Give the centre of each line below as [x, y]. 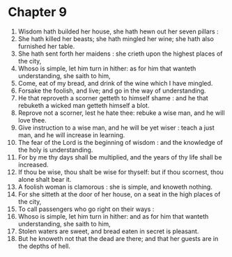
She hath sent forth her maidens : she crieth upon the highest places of [120, 54]
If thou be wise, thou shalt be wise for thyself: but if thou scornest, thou [121, 172]
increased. [33, 164]
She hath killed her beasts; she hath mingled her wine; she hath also [116, 38]
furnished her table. [46, 46]
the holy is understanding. [55, 150]
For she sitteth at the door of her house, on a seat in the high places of [119, 194]
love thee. [32, 120]
